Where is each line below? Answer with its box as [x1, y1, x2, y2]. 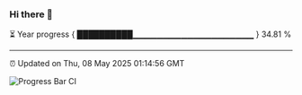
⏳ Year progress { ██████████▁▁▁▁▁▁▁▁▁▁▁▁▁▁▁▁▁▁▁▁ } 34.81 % [9, 29, 292, 39]
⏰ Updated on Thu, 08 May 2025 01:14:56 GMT [9, 58, 185, 69]
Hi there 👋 [9, 8, 54, 21]
